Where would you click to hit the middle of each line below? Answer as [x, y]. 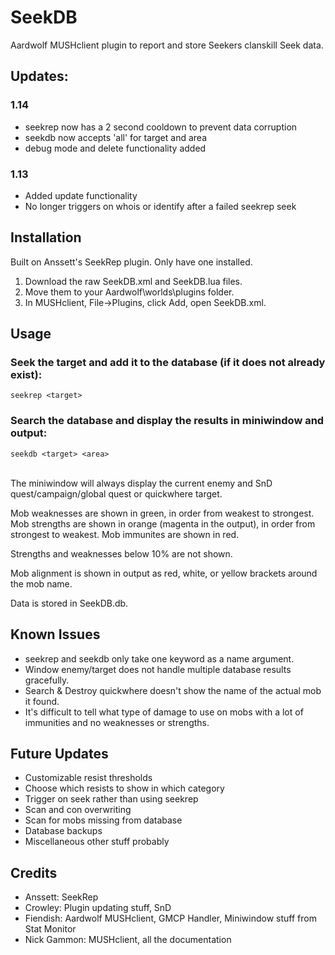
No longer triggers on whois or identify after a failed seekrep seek [160, 206]
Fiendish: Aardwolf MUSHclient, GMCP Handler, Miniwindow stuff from [170, 918]
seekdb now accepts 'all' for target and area [115, 137]
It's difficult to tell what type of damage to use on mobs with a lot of [164, 712]
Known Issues [55, 634]
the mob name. [41, 583]
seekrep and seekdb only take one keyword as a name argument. [159, 658]
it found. [42, 701]
